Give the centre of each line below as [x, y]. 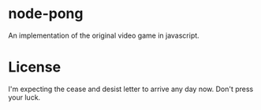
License [35, 67]
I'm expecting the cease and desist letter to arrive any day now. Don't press [131, 89]
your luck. [24, 97]
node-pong [46, 14]
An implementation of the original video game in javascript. [104, 35]
